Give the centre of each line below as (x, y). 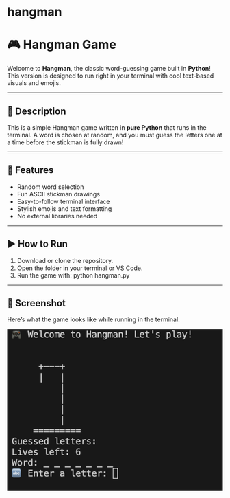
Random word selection (50, 187)
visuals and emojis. (34, 83)
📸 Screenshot (37, 303)
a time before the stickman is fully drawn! (65, 142)
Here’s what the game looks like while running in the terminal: (93, 319)
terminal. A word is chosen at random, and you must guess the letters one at (115, 135)
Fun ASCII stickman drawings (59, 194)
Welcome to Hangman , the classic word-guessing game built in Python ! (109, 69)
